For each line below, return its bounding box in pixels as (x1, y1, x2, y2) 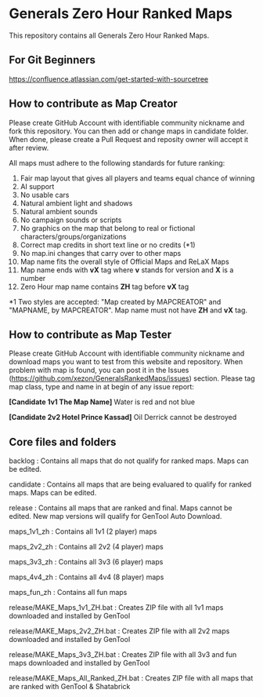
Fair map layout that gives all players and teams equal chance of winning (20, 173, 255, 183)
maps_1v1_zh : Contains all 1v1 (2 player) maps (9, 527, 157, 536)
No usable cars (20, 190, 70, 199)
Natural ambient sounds (20, 206, 98, 216)
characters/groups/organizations (20, 232, 127, 241)
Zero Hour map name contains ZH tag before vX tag (20, 282, 189, 291)
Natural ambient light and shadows (20, 198, 133, 208)
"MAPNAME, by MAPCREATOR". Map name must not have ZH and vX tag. (9, 305, 248, 315)
